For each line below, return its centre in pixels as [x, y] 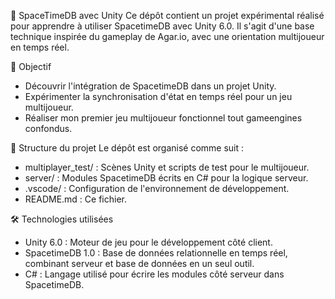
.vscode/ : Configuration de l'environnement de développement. [157, 188]
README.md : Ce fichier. [75, 199]
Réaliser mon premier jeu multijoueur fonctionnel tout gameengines [163, 118]
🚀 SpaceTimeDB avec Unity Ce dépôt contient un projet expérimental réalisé [167, 15]
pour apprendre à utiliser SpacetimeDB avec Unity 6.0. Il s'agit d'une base [162, 26]
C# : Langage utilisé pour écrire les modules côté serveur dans [154, 274]
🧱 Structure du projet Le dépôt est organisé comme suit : [127, 148]
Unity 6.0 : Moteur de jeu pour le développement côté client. [148, 242]
